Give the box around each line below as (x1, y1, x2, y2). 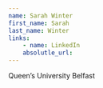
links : (8, 34, 30, 42)
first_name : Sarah (8, 19, 69, 27)
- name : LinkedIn (22, 42, 81, 50)
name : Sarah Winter (8, 11, 73, 20)
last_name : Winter (8, 26, 69, 34)
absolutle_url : (22, 49, 73, 57)
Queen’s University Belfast (8, 71, 96, 80)
